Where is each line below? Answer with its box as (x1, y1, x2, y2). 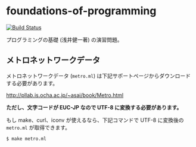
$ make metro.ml (6, 136, 46, 142)
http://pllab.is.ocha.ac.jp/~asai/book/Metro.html (6, 91, 124, 99)
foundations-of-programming (6, 4, 157, 18)
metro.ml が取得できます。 (6, 124, 70, 131)
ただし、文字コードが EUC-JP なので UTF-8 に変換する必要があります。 (6, 104, 182, 111)
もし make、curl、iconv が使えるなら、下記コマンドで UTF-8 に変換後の (6, 116, 184, 123)
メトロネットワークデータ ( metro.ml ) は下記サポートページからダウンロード (6, 72, 191, 79)
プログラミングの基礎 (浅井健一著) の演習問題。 (6, 36, 123, 43)
